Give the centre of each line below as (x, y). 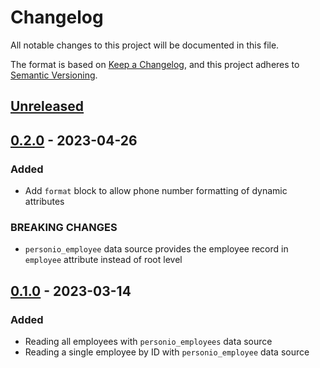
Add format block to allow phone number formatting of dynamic (156, 191)
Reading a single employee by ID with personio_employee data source (167, 352)
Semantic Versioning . (54, 75)
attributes (44, 202)
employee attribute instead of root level (103, 260)
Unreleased (47, 106)
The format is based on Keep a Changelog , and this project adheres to (155, 64)
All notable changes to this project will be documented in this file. (145, 45)
